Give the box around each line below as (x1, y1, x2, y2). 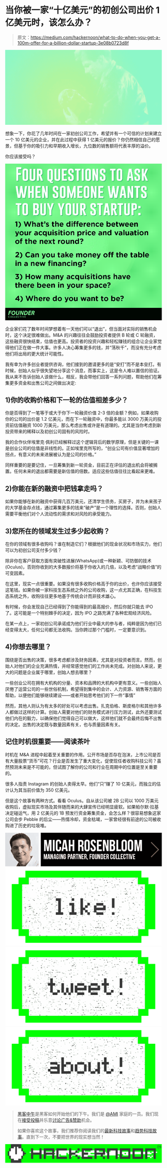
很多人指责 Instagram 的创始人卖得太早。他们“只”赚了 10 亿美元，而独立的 (5, 781, 157, 787)
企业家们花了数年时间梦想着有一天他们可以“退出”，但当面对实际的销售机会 (5, 326, 158, 332)
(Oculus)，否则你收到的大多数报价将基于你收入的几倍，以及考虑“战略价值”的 (5, 564, 162, 570)
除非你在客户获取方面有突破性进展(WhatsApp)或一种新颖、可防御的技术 (5, 558, 152, 564)
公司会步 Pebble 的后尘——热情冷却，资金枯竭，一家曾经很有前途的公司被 (5, 816, 157, 822)
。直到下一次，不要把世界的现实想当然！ (21, 1134, 105, 1140)
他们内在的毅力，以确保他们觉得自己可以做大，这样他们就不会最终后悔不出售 (5, 715, 162, 721)
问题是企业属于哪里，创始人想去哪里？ (13, 669, 92, 675)
